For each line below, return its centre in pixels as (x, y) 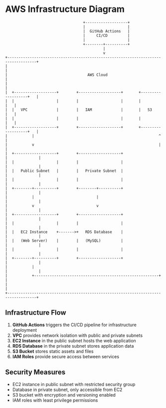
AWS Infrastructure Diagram (65, 9)
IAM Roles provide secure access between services (66, 356)
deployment (25, 330)
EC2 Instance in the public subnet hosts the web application (74, 341)
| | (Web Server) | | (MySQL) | (64, 240)
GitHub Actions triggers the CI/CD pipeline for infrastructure (74, 325)
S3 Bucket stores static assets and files (53, 351)
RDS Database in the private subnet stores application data (73, 346)
